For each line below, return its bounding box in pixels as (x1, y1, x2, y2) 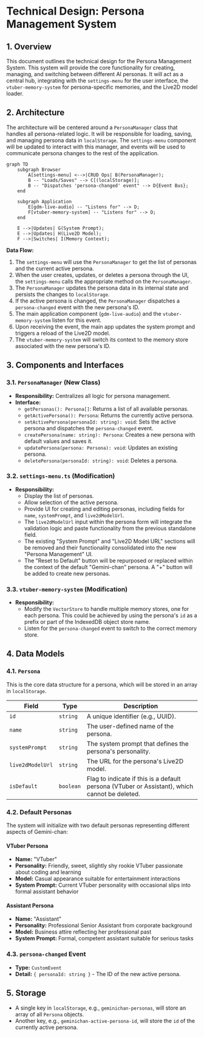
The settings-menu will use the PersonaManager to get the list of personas (15, 258, 197, 265)
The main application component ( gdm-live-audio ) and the (15, 310, 162, 317)
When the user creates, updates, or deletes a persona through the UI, (15, 271, 189, 278)
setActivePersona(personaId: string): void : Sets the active (24, 418, 176, 425)
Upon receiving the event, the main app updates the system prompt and (15, 323, 195, 330)
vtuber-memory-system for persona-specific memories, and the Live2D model (6, 83, 198, 91)
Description (123, 702, 158, 710)
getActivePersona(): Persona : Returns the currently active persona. (24, 411, 194, 419)
